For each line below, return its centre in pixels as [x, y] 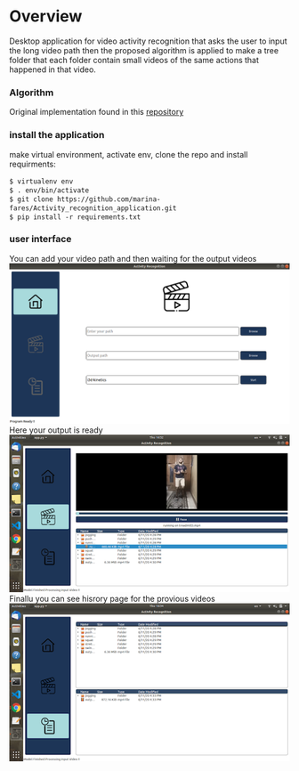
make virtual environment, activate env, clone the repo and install [129, 154]
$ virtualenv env [41, 181]
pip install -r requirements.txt [79, 217]
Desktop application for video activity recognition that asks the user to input [148, 41]
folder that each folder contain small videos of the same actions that [134, 60]
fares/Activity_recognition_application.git [93, 208]
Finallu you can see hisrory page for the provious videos [112, 599]
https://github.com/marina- [109, 199]
